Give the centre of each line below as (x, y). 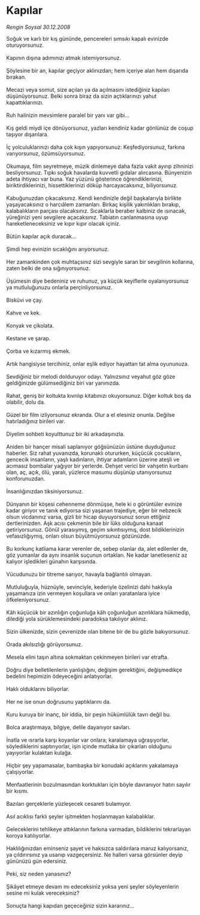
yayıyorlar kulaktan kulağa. (39, 752)
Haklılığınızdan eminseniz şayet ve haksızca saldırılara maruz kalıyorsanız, (97, 848)
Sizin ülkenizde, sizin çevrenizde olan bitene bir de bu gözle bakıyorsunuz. (98, 631)
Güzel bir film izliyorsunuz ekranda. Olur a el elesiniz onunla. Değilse (91, 415)
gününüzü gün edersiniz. (37, 861)
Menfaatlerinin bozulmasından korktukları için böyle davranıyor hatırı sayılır (99, 784)
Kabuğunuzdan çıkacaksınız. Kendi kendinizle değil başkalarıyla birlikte (94, 198)
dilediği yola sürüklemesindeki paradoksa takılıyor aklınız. (77, 619)
